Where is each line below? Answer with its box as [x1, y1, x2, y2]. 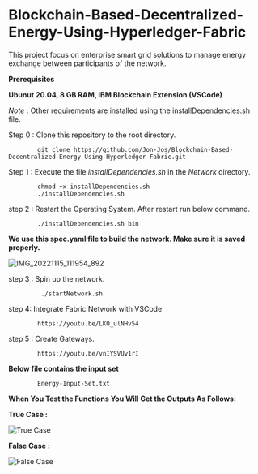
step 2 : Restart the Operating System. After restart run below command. [8, 204, 251, 213]
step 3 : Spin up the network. [8, 274, 105, 283]
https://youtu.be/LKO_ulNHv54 [37, 319, 139, 328]
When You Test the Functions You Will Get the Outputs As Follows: [8, 394, 237, 403]
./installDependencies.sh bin [37, 219, 139, 228]
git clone [37, 145, 70, 153]
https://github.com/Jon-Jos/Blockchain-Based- [73, 145, 233, 153]
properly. [8, 242, 40, 252]
